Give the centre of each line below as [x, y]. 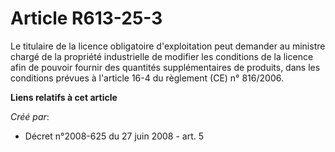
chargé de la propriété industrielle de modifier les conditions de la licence [162, 56]
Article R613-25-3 [86, 18]
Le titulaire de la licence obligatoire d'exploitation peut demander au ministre [168, 46]
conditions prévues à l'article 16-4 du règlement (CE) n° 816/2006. [147, 78]
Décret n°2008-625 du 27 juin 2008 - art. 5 [114, 136]
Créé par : [30, 116]
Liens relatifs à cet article [64, 97]
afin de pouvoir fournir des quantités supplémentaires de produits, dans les [165, 67]
